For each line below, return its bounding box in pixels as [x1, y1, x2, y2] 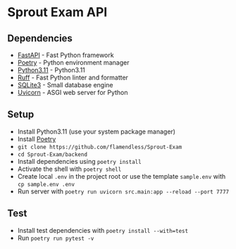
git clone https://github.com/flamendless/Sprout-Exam [17, 143, 182, 151]
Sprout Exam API [7, 4, 108, 20]
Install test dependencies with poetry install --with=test [17, 226, 189, 234]
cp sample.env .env [17, 181, 75, 188]
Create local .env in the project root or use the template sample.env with [17, 172, 226, 180]
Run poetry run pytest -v [17, 234, 94, 242]
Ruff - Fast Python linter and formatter [17, 73, 129, 82]
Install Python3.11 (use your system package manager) [17, 127, 176, 136]
